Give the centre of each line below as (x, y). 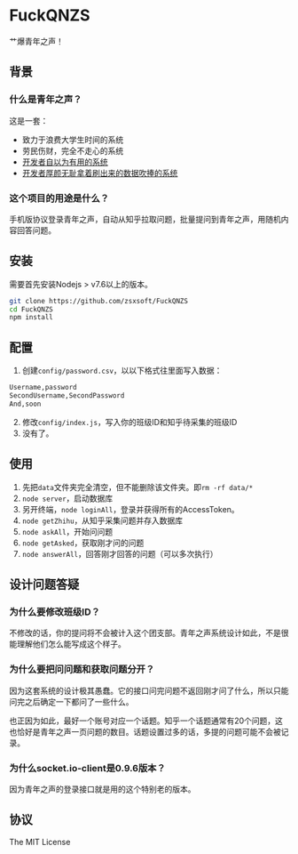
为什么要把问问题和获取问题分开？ (82, 670)
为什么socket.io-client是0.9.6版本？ (87, 768)
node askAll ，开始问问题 (67, 531)
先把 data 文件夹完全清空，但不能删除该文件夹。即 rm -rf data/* (137, 487)
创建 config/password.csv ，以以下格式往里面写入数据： (122, 371)
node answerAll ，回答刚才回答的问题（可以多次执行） (120, 553)
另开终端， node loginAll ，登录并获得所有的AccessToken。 (130, 509)
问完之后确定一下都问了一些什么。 (71, 701)
